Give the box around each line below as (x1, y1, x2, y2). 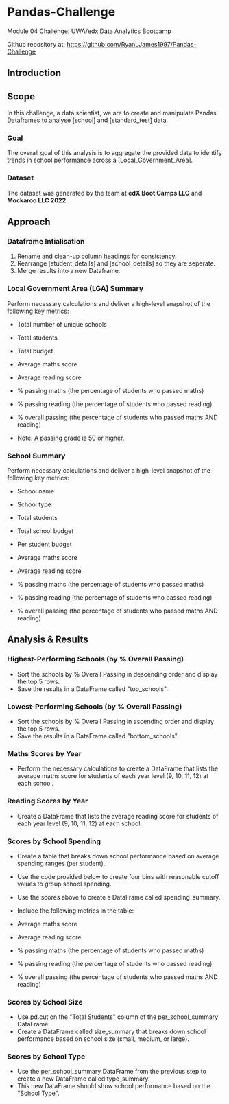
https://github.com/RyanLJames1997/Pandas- (66, 40, 197, 48)
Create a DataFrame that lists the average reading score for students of (16, 812, 219, 820)
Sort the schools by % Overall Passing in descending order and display (16, 670, 218, 678)
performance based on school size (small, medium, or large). (16, 1035, 190, 1043)
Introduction (7, 67, 62, 79)
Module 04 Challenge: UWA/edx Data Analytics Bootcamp (7, 27, 171, 35)
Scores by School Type (7, 1052, 86, 1061)
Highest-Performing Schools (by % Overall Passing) (7, 655, 184, 664)
